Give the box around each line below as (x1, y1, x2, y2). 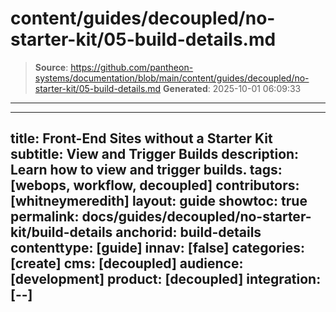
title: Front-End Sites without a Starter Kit (10, 130, 273, 147)
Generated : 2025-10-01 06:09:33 (163, 82, 302, 94)
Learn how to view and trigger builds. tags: (10, 162, 283, 179)
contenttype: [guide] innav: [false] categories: (10, 240, 305, 257)
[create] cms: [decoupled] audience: (10, 255, 244, 272)
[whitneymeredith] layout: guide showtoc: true (10, 193, 308, 210)
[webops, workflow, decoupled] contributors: (10, 177, 300, 194)
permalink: (10, 208, 80, 226)
